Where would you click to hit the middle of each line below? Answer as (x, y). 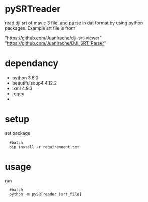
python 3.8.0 (25, 77)
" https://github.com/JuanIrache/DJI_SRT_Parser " (56, 43)
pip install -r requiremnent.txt (44, 147)
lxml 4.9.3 (22, 88)
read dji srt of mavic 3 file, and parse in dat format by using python (74, 23)
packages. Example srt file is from (40, 28)
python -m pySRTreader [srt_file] (45, 194)
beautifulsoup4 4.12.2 (34, 83)
